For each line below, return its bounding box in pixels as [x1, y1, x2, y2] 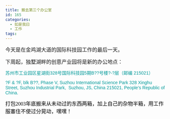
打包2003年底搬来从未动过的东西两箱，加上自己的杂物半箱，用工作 [5, 101, 164, 107]
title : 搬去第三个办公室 [5, 7, 52, 13]
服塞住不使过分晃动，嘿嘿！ [5, 108, 72, 114]
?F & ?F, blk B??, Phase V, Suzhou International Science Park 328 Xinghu [5, 80, 152, 85]
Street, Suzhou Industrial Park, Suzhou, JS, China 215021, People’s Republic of [5, 85, 165, 90]
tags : [5, 31, 17, 36]
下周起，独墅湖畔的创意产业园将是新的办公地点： [5, 58, 124, 65]
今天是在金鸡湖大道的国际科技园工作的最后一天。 [5, 46, 124, 53]
